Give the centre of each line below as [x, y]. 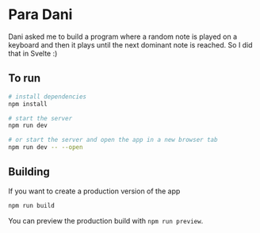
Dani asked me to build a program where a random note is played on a [123, 36]
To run [25, 78]
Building [29, 172]
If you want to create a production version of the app [94, 191]
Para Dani [40, 15]
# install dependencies [48, 97]
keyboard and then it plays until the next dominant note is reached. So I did [130, 44]
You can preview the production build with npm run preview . [106, 220]
